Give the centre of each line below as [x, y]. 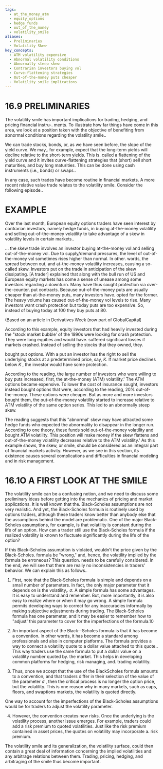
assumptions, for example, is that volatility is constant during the [87, 525]
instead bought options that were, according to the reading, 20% [70, 389]
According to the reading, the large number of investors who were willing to [81, 374]
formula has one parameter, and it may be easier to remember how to [82, 616]
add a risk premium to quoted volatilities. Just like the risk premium [79, 726]
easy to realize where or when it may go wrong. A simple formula [77, 601]
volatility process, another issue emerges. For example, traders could [81, 721]
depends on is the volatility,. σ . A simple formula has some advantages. [83, 590]
